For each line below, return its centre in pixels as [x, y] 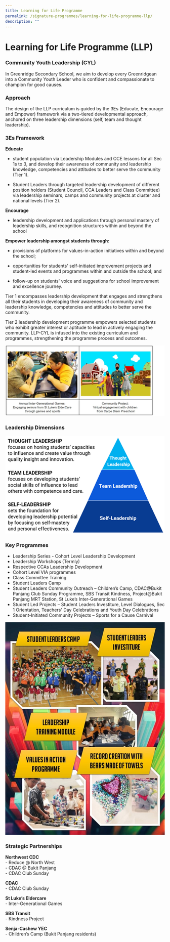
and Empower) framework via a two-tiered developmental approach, [77, 114]
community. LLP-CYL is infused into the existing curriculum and [72, 333]
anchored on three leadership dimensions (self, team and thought [73, 119]
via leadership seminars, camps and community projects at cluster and [86, 195]
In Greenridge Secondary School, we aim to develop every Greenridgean [81, 74]
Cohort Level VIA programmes [44, 572]
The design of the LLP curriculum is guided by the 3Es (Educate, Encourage [84, 109]
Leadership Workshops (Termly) [46, 561]
